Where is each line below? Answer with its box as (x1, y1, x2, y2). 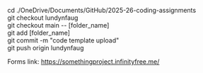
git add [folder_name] (7, 28, 71, 37)
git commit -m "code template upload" (7, 36, 120, 45)
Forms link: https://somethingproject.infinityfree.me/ (7, 57, 160, 66)
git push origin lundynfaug (7, 44, 84, 52)
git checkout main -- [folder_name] (7, 21, 110, 29)
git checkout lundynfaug (7, 13, 79, 22)
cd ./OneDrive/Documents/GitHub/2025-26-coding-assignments (7, 6, 197, 14)
